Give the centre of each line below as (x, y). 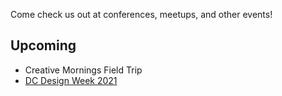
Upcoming (43, 45)
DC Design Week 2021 (71, 80)
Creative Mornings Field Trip (83, 70)
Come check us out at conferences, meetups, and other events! (141, 14)
